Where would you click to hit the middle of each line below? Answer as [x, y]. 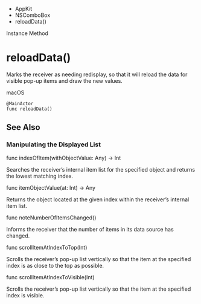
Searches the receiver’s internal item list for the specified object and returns [101, 169]
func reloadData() [29, 109]
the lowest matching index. [40, 176]
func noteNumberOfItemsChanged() [51, 218]
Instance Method [27, 33]
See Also [23, 127]
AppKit [24, 9]
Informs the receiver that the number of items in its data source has [90, 229]
